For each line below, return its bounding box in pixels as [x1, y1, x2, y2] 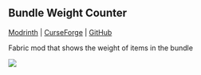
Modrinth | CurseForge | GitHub [8, 27, 112, 37]
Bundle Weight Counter [8, 6, 128, 20]
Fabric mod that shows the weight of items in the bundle [8, 43, 194, 53]
